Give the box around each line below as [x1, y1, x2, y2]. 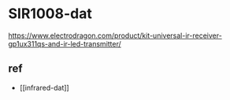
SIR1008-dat [8, 5, 92, 23]
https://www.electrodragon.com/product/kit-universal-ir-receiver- [8, 31, 222, 40]
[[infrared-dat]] [19, 83, 69, 92]
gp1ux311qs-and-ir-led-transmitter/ [8, 39, 122, 48]
